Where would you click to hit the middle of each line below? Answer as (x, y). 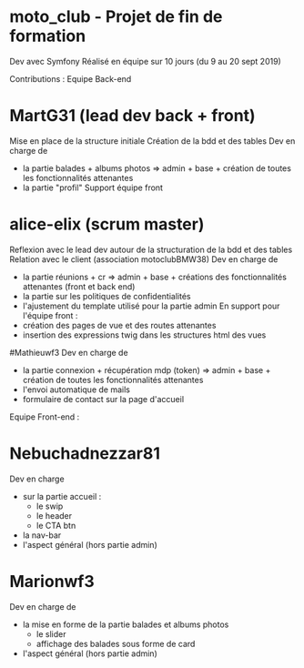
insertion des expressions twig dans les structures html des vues (144, 335)
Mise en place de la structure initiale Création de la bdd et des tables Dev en (152, 141)
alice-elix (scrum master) (107, 224)
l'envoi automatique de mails (76, 390)
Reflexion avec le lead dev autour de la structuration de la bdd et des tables (151, 249)
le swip (50, 506)
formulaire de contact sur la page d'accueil (103, 399)
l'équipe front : (50, 315)
